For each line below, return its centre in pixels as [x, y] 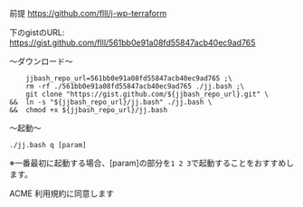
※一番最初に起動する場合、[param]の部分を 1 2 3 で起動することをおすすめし [151, 163]
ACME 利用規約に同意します [62, 193]
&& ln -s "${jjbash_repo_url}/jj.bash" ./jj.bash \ [111, 102]
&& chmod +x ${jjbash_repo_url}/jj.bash [89, 110]
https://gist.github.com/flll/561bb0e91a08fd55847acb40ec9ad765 [133, 42]
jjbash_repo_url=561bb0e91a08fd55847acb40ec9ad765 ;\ [129, 79]
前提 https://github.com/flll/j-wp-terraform [88, 13]
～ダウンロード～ [41, 61]
